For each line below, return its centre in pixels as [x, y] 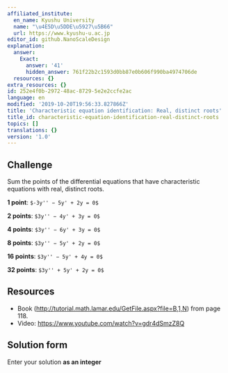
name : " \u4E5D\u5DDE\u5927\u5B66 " [63, 26]
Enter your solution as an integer [55, 362]
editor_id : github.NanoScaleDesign [59, 40]
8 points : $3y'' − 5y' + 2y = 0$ [54, 243]
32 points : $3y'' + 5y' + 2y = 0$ [56, 270]
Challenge [30, 165]
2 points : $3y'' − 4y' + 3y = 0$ [54, 216]
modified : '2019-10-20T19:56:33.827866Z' [68, 104]
